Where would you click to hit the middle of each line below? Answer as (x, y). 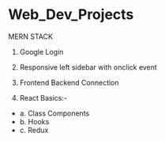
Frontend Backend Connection (69, 82)
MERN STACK (31, 36)
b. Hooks (34, 121)
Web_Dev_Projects (71, 15)
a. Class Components (54, 113)
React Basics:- (43, 97)
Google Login (41, 51)
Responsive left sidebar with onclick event (88, 67)
